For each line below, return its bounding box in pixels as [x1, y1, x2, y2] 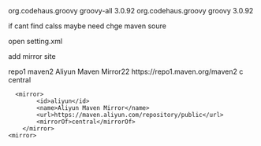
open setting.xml [8, 37, 63, 46]
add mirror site [8, 52, 57, 60]
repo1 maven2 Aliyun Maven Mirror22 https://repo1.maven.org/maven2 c [8, 67, 244, 76]
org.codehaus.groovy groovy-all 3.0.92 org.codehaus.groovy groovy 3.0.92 [8, 6, 254, 15]
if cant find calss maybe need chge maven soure [8, 21, 167, 31]
